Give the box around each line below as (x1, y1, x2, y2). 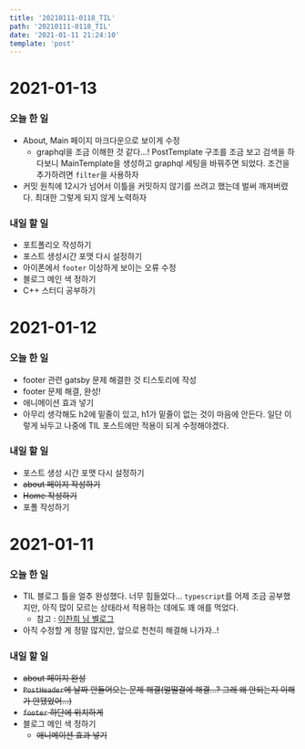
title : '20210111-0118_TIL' (9, 13, 117, 23)
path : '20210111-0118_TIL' (9, 22, 112, 31)
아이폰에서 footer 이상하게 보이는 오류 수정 (22, 262, 177, 274)
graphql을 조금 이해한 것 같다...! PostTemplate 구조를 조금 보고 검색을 (36, 146, 285, 157)
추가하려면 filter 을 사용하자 (36, 169, 139, 180)
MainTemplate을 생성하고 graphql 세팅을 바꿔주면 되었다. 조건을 (60, 157, 290, 169)
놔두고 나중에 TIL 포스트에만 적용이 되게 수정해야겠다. (39, 420, 229, 431)
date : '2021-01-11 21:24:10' (9, 30, 120, 39)
